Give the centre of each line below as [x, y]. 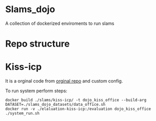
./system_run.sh [22, 113]
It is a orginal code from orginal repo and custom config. [64, 81]
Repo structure [38, 44]
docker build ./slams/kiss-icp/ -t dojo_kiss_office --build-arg [76, 100]
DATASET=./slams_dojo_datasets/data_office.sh [55, 105]
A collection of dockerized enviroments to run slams [60, 23]
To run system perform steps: [36, 91]
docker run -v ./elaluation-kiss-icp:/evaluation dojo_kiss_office [78, 109]
